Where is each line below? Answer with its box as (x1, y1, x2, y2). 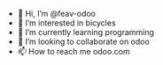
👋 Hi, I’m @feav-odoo (17, 9, 96, 18)
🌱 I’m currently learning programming (17, 27, 155, 37)
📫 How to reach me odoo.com (17, 47, 130, 56)
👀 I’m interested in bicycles (17, 18, 117, 28)
